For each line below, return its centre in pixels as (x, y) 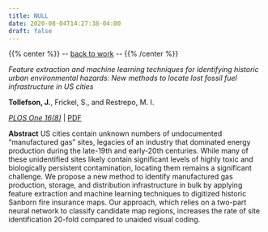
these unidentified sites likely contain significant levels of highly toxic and (131, 159)
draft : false (30, 31)
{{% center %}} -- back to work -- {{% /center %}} (94, 54)
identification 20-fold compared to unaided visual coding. (104, 220)
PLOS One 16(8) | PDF (45, 118)
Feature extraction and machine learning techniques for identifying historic (134, 70)
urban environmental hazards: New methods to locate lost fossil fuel (123, 78)
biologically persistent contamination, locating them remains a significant (130, 168)
